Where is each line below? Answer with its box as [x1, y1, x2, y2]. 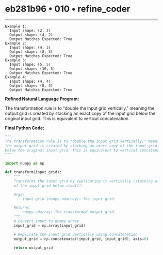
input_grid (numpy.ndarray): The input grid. [22, 196, 116, 201]
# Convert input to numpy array [14, 219, 79, 224]
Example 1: [5, 24, 27, 29]
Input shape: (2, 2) [9, 28, 51, 33]
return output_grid [14, 245, 53, 250]
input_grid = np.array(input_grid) [14, 223, 86, 228]
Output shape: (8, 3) [9, 49, 53, 54]
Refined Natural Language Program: [5, 96, 79, 102]
